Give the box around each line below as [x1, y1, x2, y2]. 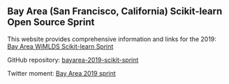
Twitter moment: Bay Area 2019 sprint [7, 69, 117, 77]
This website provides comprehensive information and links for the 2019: [7, 35, 216, 43]
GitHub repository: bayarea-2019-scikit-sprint [7, 56, 139, 64]
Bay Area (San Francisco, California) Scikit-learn [7, 6, 223, 17]
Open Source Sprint [7, 17, 95, 28]
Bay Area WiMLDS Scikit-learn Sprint [7, 42, 114, 51]
